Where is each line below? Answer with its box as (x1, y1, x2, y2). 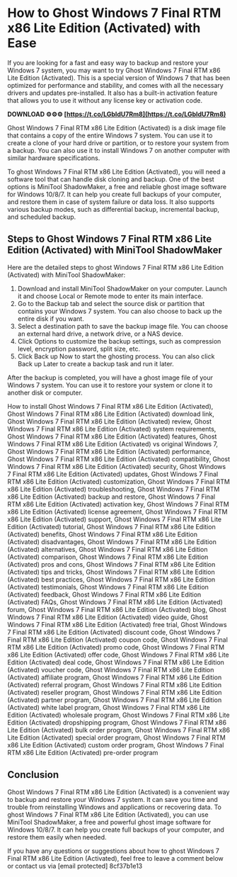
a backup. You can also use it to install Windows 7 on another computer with (7, 146, 231, 154)
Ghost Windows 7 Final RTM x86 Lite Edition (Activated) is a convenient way (7, 788, 230, 796)
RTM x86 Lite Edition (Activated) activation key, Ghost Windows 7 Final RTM (7, 499, 230, 508)
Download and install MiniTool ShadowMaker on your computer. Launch (17, 284, 228, 293)
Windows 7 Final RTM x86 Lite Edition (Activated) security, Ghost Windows (7, 462, 226, 470)
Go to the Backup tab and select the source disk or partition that (17, 299, 205, 307)
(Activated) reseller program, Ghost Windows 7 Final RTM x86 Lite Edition (7, 688, 222, 696)
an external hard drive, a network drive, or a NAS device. (17, 329, 184, 338)
